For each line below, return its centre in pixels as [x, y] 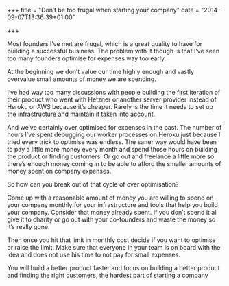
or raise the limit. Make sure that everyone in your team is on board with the [114, 247]
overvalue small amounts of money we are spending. [82, 79]
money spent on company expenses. [59, 171]
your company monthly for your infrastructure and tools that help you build [112, 205]
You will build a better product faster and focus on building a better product [113, 268]
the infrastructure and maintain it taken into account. [81, 114]
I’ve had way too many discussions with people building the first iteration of [114, 92]
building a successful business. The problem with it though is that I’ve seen [113, 51]
